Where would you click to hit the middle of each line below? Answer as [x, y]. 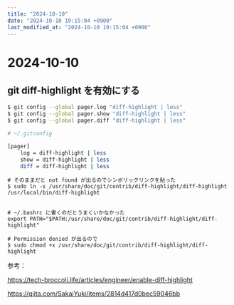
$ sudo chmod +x [31, 245]
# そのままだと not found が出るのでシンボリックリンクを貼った [92, 180]
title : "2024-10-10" [38, 14]
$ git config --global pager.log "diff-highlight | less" [95, 108]
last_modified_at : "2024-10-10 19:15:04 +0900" [79, 27]
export [17, 219]
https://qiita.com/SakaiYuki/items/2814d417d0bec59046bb [94, 294]
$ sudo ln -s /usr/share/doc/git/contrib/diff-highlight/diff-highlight [117, 187]
